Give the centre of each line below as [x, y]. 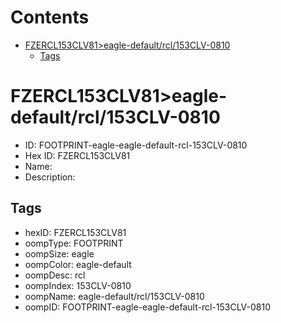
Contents [50, 17]
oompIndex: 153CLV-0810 [78, 285]
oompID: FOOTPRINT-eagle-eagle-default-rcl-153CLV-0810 [148, 307]
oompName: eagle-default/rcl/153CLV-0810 [114, 296]
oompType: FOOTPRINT [74, 243]
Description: [50, 177]
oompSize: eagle [59, 253]
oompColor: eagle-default [78, 264]
